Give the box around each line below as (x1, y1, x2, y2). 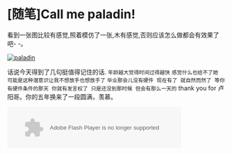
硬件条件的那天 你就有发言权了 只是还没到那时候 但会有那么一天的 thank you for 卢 (12, 84, 224, 92)
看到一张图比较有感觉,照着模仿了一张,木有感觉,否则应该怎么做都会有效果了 (7, 31, 220, 39)
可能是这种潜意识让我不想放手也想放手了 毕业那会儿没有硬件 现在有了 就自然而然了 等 (7, 77, 220, 84)
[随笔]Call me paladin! (7, 6, 135, 22)
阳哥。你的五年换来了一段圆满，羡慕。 (7, 92, 117, 101)
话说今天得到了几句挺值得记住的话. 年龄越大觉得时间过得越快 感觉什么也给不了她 (7, 68, 219, 76)
